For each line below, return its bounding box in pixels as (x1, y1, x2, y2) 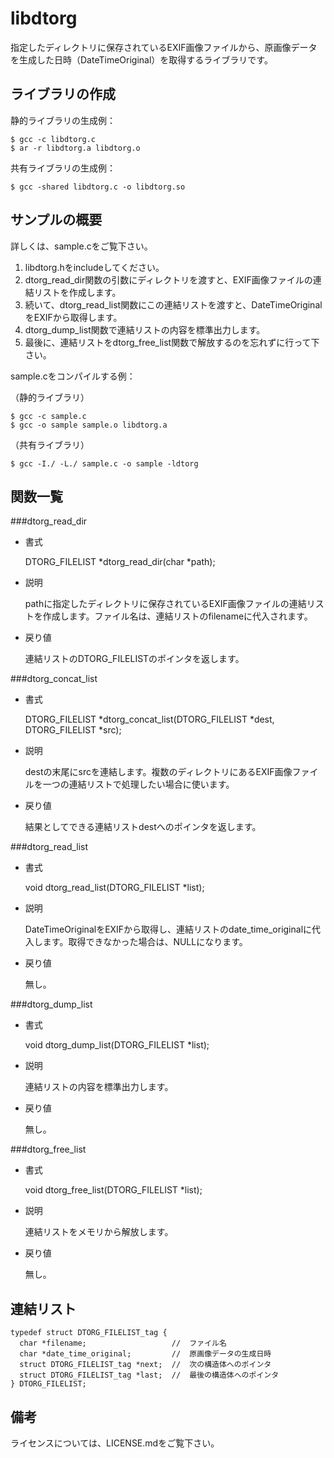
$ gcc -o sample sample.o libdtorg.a (10, 420, 168, 430)
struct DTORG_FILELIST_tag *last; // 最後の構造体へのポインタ (19, 1370, 280, 1381)
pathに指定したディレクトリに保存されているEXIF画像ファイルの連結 (24, 598, 307, 610)
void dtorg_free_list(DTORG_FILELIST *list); (24, 1184, 203, 1196)
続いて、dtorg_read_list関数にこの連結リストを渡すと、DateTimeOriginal (24, 298, 323, 311)
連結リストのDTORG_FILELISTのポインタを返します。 (24, 653, 245, 665)
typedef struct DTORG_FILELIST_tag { (10, 1328, 168, 1338)
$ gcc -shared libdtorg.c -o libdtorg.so (10, 182, 186, 192)
